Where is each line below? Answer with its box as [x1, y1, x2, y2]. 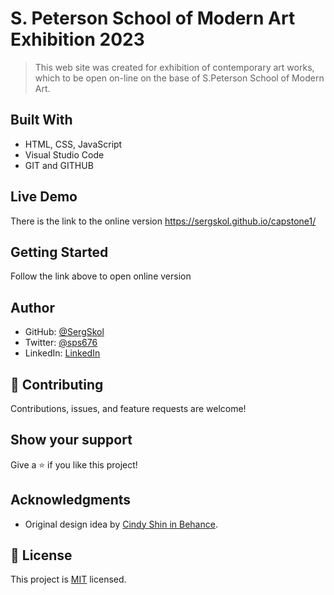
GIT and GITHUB [24, 159, 94, 171]
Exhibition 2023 [10, 28, 145, 51]
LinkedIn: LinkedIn [24, 347, 101, 359]
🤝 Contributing [10, 376, 104, 393]
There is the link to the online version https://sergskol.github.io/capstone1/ [10, 215, 317, 227]
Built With [10, 112, 73, 129]
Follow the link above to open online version [10, 270, 192, 282]
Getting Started [10, 243, 109, 261]
